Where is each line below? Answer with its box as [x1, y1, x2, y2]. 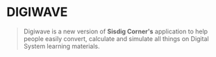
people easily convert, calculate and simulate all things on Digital [23, 34, 209, 42]
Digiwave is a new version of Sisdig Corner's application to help [23, 27, 208, 35]
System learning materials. [23, 42, 100, 50]
